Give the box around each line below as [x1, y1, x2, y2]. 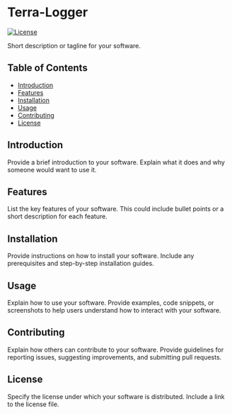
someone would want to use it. [7, 165, 97, 174]
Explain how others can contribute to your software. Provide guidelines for [7, 345, 224, 354]
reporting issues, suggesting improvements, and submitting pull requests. [7, 352, 222, 362]
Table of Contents [7, 62, 88, 74]
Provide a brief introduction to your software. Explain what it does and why [7, 157, 225, 167]
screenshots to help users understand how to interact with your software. [7, 306, 221, 314]
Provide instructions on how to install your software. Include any [7, 252, 195, 260]
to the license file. [7, 400, 59, 408]
